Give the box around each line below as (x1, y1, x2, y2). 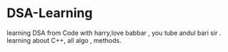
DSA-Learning (6, 5, 93, 21)
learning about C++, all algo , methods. (6, 36, 122, 44)
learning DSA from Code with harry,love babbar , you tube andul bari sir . (6, 28, 222, 37)
